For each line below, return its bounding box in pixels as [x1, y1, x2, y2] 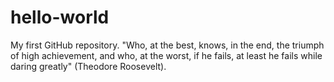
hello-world [10, 6, 110, 29]
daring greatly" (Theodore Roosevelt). [10, 60, 167, 72]
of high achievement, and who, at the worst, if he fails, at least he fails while [10, 49, 323, 61]
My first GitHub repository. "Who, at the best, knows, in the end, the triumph [10, 39, 325, 51]
